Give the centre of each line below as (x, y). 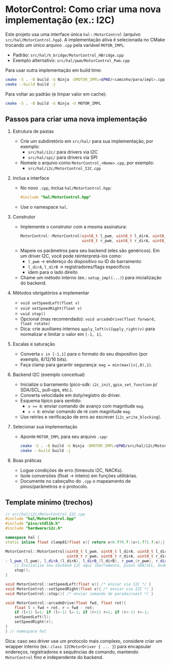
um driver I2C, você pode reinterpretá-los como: (71, 256)
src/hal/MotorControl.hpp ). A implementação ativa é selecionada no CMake (85, 40)
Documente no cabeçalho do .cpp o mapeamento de (75, 481)
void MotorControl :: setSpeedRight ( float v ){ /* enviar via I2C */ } (79, 589)
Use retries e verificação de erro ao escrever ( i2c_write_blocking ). (91, 417)
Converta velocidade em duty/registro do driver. (70, 395)
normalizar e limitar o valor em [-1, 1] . (61, 334)
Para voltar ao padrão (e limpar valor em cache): (56, 94)
